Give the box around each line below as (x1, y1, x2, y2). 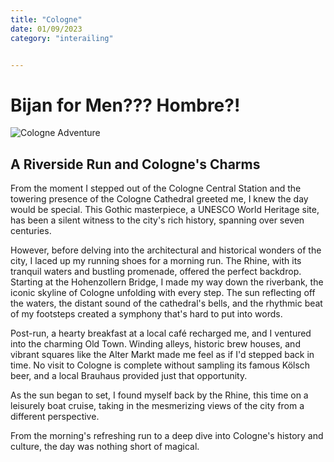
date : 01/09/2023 (10, 24, 83, 34)
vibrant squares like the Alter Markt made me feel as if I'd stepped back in (10, 349, 315, 361)
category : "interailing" (10, 33, 114, 43)
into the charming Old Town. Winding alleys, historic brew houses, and (10, 338, 301, 350)
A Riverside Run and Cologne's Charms (10, 156, 261, 173)
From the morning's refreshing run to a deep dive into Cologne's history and (10, 430, 324, 442)
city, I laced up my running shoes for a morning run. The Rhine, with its (10, 255, 302, 267)
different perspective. (10, 411, 100, 423)
